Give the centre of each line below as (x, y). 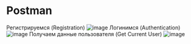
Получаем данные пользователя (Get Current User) (96, 34)
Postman (30, 11)
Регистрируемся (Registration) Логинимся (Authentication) (93, 28)
